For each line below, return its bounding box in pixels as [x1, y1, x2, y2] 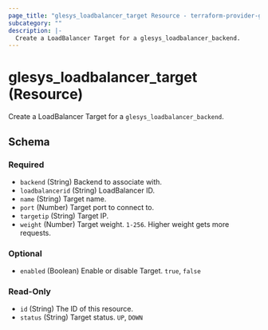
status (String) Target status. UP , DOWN [19, 312, 144, 322]
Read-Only [8, 286, 52, 297]
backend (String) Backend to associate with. [19, 177, 162, 186]
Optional [8, 248, 42, 259]
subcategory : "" [8, 19, 62, 27]
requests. [19, 228, 52, 237]
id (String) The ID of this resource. [19, 304, 134, 314]
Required [8, 159, 45, 170]
